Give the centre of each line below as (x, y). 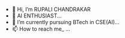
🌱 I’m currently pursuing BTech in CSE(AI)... (66, 22)
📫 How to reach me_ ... (41, 29)
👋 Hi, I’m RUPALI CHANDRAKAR (51, 9)
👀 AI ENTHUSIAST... (37, 16)
